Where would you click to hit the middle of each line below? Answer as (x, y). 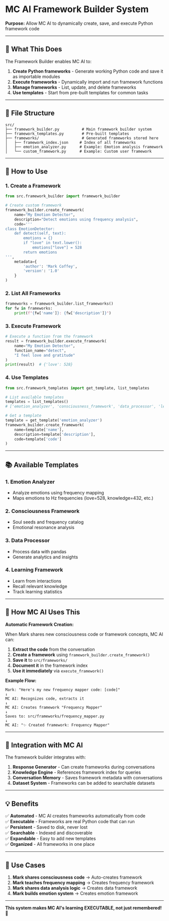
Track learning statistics (37, 592)
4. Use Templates (27, 378)
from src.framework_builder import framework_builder (63, 196)
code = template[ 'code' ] (38, 439)
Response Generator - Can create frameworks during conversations (83, 767)
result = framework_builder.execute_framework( (56, 341)
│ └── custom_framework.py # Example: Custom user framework (78, 151)
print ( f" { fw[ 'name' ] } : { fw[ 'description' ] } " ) (63, 313)
